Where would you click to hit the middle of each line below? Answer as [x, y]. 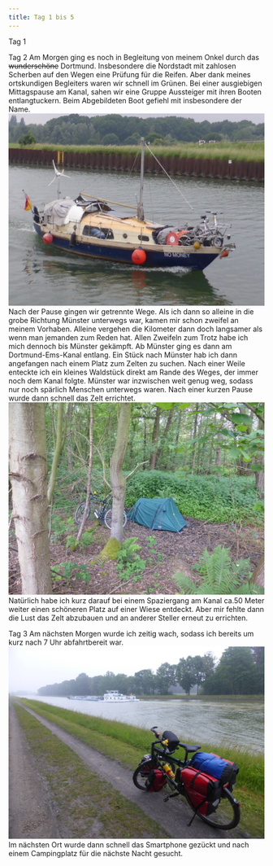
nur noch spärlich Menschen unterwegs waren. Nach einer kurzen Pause [131, 389]
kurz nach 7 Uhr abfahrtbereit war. [66, 642]
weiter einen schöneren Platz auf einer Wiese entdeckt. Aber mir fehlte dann [136, 609]
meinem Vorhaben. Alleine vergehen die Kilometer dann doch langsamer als [135, 329]
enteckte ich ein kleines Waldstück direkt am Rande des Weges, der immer [133, 372]
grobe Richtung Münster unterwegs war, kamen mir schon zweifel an [124, 320]
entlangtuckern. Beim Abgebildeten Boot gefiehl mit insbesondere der [125, 100]
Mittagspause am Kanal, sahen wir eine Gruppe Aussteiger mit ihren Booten [135, 92]
